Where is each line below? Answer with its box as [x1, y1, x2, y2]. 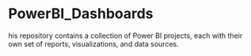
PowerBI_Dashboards [8, 5, 154, 23]
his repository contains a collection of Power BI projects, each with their [8, 31, 243, 40]
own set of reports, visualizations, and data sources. [8, 39, 180, 48]
